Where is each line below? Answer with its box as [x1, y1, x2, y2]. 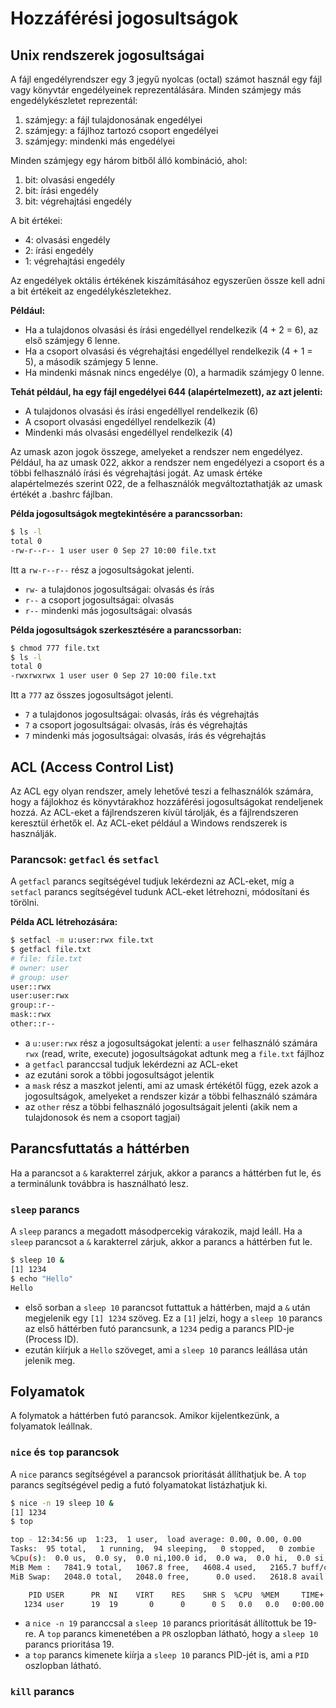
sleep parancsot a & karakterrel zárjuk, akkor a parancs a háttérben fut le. [10, 1236, 313, 1248]
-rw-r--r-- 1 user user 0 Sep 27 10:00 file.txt [10, 545, 217, 556]
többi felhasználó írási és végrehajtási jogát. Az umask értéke [10, 467, 263, 479]
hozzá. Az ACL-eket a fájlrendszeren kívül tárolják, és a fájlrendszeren [10, 806, 299, 818]
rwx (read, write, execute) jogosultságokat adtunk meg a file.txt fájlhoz [24, 1047, 325, 1059]
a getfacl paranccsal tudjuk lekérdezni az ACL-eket [24, 1058, 238, 1070]
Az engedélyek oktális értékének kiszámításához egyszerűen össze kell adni [10, 275, 325, 286]
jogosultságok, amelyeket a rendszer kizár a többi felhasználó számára [24, 1090, 318, 1102]
